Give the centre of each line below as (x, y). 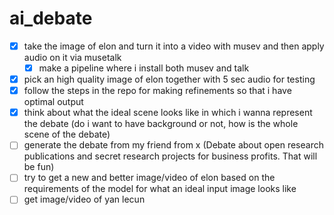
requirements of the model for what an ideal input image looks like (160, 189)
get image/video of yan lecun (84, 199)
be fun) (39, 167)
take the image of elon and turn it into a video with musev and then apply (174, 46)
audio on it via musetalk (72, 57)
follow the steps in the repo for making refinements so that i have (157, 91)
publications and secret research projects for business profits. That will (170, 156)
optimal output (53, 102)
